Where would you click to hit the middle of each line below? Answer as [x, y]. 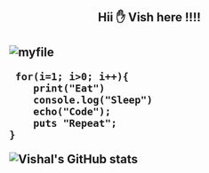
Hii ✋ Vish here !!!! [149, 17]
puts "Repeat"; [75, 123]
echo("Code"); [72, 111]
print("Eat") [68, 88]
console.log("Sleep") [92, 100]
